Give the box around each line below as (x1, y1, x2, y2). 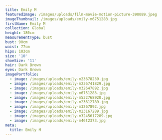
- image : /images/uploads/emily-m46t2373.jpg (9, 118, 106, 123)
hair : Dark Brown (5, 63, 41, 68)
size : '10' (5, 53, 28, 59)
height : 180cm (5, 30, 35, 35)
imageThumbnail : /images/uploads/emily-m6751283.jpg (5, 16, 117, 21)
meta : (5, 123, 16, 128)
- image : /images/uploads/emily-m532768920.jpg (9, 95, 111, 100)
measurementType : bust (5, 35, 52, 40)
